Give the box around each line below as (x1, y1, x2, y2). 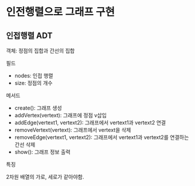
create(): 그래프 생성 (14, 104, 63, 111)
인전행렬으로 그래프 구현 (6, 5, 115, 19)
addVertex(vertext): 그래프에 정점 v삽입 (14, 112, 107, 119)
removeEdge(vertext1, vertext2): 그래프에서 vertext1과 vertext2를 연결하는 (14, 134, 189, 141)
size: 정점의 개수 (14, 80, 53, 86)
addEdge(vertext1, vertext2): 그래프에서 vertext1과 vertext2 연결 (14, 119, 166, 126)
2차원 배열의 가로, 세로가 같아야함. (6, 174, 84, 180)
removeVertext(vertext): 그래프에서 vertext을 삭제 (14, 127, 131, 133)
